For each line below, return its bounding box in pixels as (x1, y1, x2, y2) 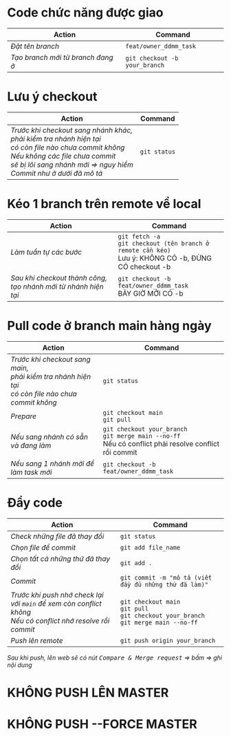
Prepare (10, 411, 36, 421)
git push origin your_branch (120, 636, 216, 644)
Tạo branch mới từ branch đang (10, 52, 113, 62)
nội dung (7, 660, 32, 669)
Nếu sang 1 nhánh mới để (10, 458, 95, 468)
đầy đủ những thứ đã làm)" (120, 580, 208, 589)
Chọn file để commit (10, 542, 76, 552)
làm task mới (10, 467, 52, 477)
